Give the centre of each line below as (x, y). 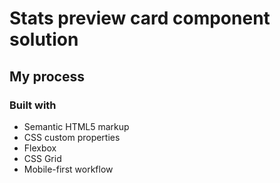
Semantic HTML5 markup (76, 126)
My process (47, 76)
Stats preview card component (140, 18)
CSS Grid (42, 158)
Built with (33, 105)
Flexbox (40, 148)
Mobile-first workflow (68, 169)
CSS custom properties (72, 137)
